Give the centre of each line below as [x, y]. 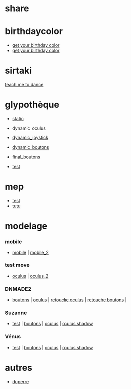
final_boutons [26, 157]
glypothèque [32, 105]
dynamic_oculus [29, 128]
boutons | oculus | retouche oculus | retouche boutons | [69, 300]
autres [19, 367]
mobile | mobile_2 [30, 253]
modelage [26, 226]
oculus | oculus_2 [30, 276]
